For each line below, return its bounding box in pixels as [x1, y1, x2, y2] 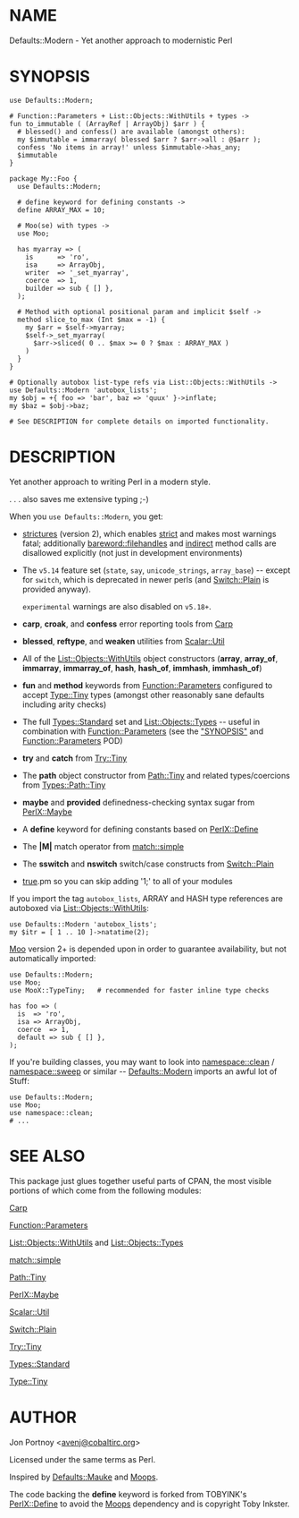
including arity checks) [21, 699, 107, 710]
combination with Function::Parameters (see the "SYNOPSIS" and [21, 726, 264, 737]
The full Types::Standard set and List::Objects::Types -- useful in [21, 716, 261, 727]
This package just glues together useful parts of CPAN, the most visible [9, 1175, 272, 1186]
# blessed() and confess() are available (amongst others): [17, 127, 245, 136]
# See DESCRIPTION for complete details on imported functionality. [9, 417, 270, 426]
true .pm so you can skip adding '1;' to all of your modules [21, 875, 234, 886]
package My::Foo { [9, 174, 78, 183]
